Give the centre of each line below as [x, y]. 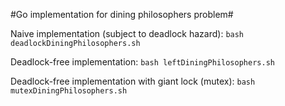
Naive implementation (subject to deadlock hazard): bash [127, 33]
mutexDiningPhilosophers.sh [69, 91]
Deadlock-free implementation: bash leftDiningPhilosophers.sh [142, 62]
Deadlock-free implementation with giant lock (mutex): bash [133, 81]
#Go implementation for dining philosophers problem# [122, 14]
